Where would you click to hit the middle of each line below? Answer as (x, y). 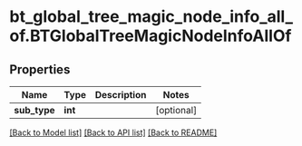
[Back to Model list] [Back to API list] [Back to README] (113, 132)
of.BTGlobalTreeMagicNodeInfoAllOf (151, 36)
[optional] (176, 110)
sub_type (35, 110)
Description (121, 95)
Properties (40, 69)
